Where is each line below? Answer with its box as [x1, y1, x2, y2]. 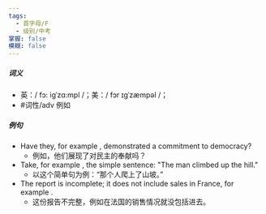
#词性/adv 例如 [19, 101, 71, 110]
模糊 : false [8, 42, 46, 50]
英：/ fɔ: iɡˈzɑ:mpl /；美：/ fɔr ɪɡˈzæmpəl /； [19, 90, 169, 100]
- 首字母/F [15, 19, 49, 28]
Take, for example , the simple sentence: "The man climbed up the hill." [19, 160, 259, 170]
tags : [8, 11, 27, 20]
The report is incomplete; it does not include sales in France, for [19, 179, 234, 189]
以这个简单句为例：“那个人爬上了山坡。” [32, 169, 164, 179]
